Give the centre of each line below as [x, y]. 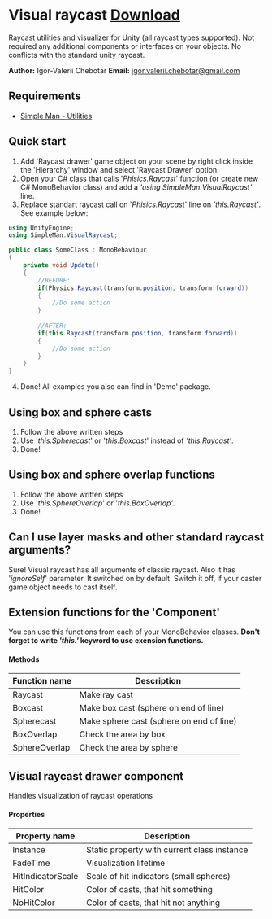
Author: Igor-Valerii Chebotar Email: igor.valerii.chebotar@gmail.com [124, 70]
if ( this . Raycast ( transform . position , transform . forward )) [138, 333]
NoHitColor [34, 903]
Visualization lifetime [125, 863]
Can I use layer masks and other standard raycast [136, 538]
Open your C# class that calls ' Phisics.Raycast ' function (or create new [139, 178]
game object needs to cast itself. [63, 587]
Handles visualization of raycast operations [80, 796]
